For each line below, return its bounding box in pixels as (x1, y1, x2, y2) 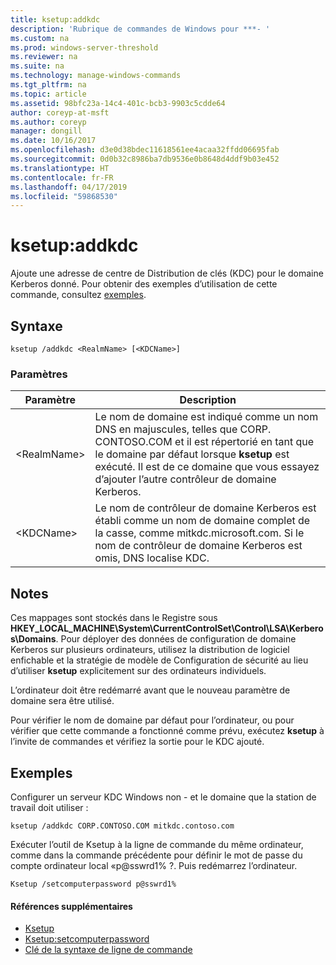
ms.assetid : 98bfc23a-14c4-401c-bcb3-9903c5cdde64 (10, 98, 226, 108)
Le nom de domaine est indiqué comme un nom (94, 410, 319, 424)
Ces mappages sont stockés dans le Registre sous (10, 612, 218, 624)
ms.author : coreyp (10, 117, 87, 127)
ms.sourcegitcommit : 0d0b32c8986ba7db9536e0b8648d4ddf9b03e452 (10, 154, 280, 164)
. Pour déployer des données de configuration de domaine (55, 633, 297, 645)
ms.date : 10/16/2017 (10, 136, 97, 146)
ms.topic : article (10, 89, 87, 99)
